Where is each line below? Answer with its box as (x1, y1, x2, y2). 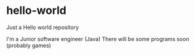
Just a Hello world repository (6, 24, 79, 31)
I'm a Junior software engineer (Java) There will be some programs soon (6, 35, 190, 42)
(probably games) (6, 42, 51, 49)
